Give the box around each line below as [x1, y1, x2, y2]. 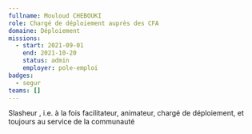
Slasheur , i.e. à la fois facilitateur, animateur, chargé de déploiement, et [8, 108, 244, 118]
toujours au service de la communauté [8, 117, 135, 127]
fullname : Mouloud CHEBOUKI [8, 11, 102, 20]
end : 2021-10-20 [22, 49, 78, 57]
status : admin [22, 57, 70, 65]
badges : [8, 71, 34, 79]
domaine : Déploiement [8, 26, 81, 35]
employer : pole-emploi [22, 64, 98, 72]
